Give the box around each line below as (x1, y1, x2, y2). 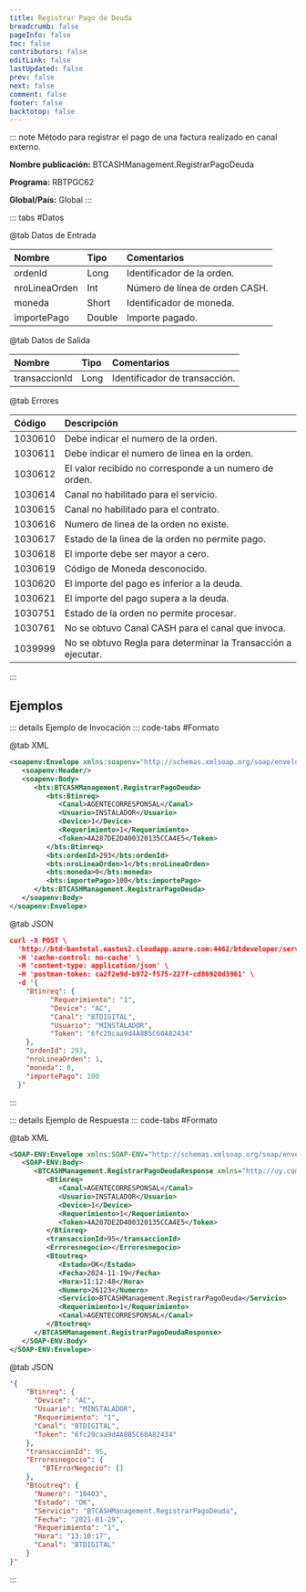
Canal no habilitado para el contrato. (64, 503, 220, 516)
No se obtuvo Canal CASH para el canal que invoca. (64, 622, 286, 634)
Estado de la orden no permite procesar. (64, 607, 237, 620)
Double (87, 311, 118, 324)
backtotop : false (9, 107, 76, 116)
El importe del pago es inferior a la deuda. (64, 577, 243, 590)
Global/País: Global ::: (9, 194, 93, 205)
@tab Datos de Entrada (9, 230, 97, 241)
